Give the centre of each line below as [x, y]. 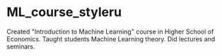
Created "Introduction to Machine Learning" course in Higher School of [110, 31]
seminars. [21, 46]
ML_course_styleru [64, 12]
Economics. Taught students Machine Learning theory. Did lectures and [111, 38]
